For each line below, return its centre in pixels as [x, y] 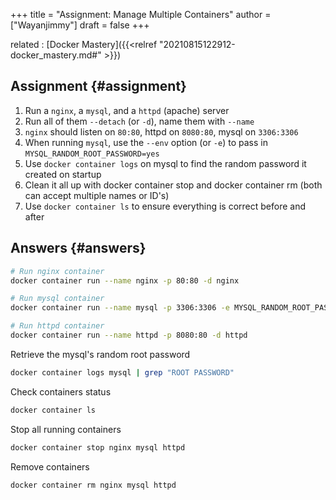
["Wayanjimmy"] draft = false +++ [80, 25]
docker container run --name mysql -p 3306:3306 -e [120, 308]
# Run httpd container [57, 326]
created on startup [63, 174]
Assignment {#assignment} [98, 86]
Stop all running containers [66, 429]
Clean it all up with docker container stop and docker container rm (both [173, 185]
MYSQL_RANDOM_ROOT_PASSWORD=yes [92, 154]
